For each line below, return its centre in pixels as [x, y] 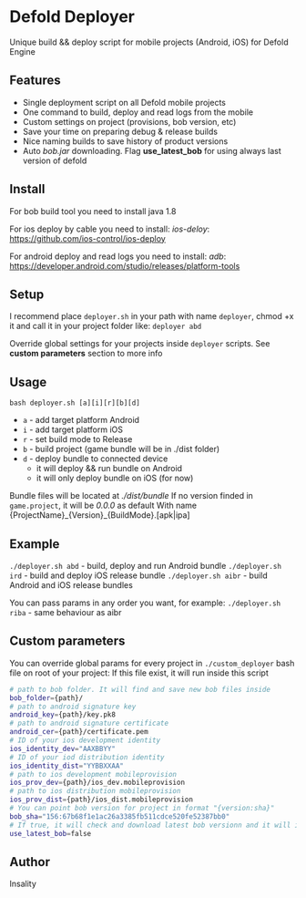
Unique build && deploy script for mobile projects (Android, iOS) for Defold [149, 42]
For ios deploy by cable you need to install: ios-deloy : [110, 229]
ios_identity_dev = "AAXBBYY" [63, 748]
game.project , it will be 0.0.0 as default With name [103, 506]
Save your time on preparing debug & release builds [120, 131]
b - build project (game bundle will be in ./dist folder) [121, 449]
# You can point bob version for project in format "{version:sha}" [142, 809]
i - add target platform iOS [73, 429]
